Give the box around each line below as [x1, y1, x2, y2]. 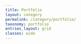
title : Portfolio [5, 7, 42, 13]
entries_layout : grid [5, 26, 51, 31]
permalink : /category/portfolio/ [5, 17, 76, 22]
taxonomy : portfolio [5, 21, 49, 27]
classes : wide [5, 31, 36, 36]
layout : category [5, 12, 42, 17]
